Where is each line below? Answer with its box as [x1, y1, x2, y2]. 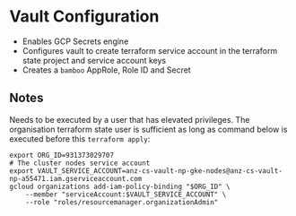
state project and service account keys [22, 55, 167, 65]
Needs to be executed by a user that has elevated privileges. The [9, 114, 250, 125]
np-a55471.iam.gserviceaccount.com [9, 174, 143, 183]
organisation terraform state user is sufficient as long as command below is [9, 124, 288, 134]
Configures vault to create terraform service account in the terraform [22, 45, 278, 56]
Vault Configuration [9, 6, 160, 27]
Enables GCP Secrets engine [22, 36, 129, 47]
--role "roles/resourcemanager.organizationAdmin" [25, 197, 219, 207]
